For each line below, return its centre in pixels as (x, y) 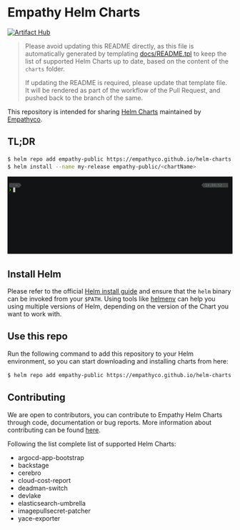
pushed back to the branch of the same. (84, 98)
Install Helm (35, 274)
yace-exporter (39, 518)
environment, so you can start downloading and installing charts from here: (118, 361)
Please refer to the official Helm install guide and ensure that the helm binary (119, 291)
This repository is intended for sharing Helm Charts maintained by (104, 111)
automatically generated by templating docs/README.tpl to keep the (126, 54)
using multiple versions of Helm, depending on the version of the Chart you (118, 306)
